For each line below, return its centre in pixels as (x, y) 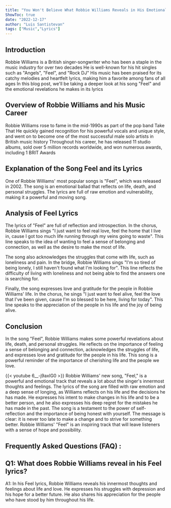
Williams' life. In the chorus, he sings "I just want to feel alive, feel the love (83, 294)
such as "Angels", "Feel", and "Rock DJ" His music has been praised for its (83, 72)
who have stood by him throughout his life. (50, 500)
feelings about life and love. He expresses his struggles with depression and (85, 489)
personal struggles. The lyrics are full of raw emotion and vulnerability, (79, 191)
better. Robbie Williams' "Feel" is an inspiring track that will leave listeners (83, 425)
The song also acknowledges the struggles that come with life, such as (80, 257)
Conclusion (24, 326)
